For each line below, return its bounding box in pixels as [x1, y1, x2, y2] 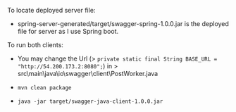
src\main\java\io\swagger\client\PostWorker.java [17, 70, 159, 77]
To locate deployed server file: [7, 6, 96, 14]
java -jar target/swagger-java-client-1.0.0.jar [17, 98, 163, 105]
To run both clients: [7, 41, 63, 49]
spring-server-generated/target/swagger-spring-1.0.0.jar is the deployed [17, 20, 229, 27]
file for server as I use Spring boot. [17, 27, 119, 35]
